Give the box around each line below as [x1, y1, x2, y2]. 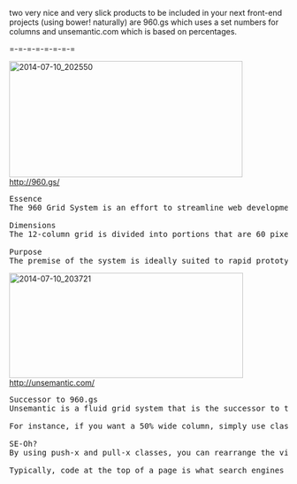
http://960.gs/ [9, 177, 60, 187]
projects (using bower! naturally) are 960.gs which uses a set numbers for [9, 17, 279, 27]
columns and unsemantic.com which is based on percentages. [9, 27, 237, 36]
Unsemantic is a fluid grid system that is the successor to [9, 403, 280, 413]
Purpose [9, 247, 42, 257]
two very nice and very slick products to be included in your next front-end [9, 8, 283, 18]
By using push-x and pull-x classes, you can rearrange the [9, 448, 276, 457]
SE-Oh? [9, 439, 38, 449]
